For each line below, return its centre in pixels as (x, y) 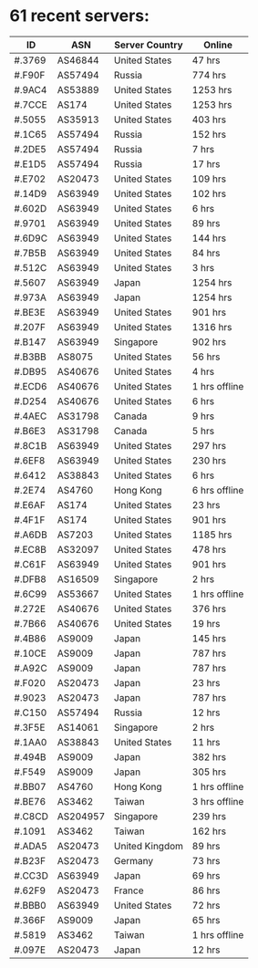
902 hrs (209, 341)
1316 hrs (212, 327)
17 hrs (206, 163)
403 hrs (209, 120)
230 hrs (209, 460)
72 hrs (206, 905)
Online (218, 45)
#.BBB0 (31, 905)
